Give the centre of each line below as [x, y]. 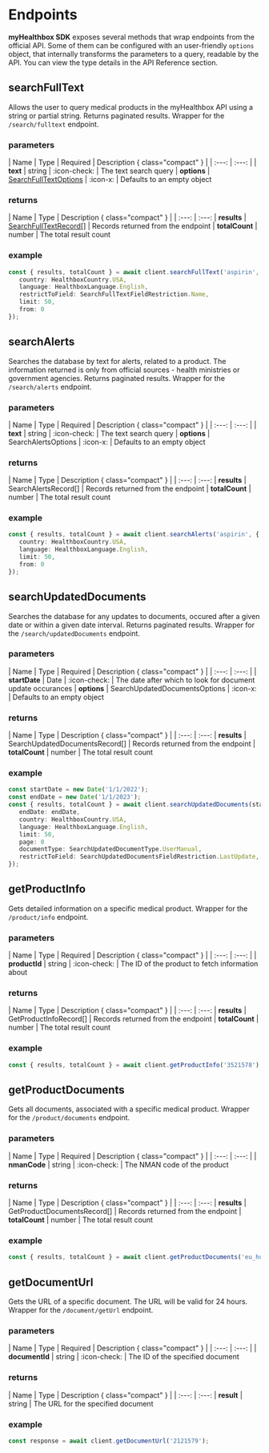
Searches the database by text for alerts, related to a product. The [117, 361]
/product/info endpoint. [48, 917]
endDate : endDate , [50, 812]
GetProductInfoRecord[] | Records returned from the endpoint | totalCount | [134, 1019]
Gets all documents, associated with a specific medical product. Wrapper [129, 1109]
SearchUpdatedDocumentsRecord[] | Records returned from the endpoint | [132, 744]
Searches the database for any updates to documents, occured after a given [134, 616]
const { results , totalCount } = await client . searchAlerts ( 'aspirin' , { [134, 535]
